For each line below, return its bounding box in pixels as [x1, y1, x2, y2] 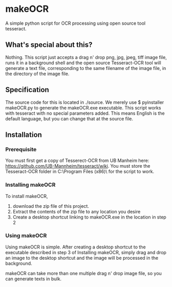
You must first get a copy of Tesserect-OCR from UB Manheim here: [5, 157, 149, 164]
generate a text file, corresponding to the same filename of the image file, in [5, 65, 166, 71]
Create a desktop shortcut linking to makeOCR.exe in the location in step [12, 214, 167, 220]
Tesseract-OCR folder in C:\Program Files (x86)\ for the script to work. [5, 168, 155, 175]
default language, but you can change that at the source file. [5, 115, 133, 121]
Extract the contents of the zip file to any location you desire [12, 208, 141, 214]
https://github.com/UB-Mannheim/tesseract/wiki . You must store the [5, 163, 150, 169]
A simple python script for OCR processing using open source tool [5, 20, 146, 26]
